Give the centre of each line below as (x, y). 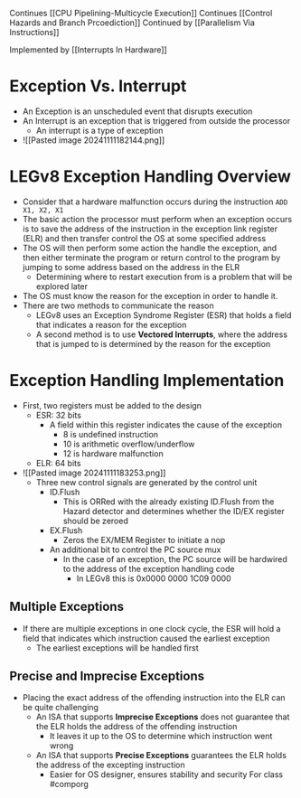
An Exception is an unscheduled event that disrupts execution (137, 111)
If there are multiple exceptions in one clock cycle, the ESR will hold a (151, 628)
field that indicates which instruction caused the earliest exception (146, 638)
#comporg (69, 784)
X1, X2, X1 (43, 210)
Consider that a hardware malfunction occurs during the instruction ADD (155, 202)
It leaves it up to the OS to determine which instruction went (161, 737)
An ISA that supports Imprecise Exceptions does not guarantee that (163, 717)
